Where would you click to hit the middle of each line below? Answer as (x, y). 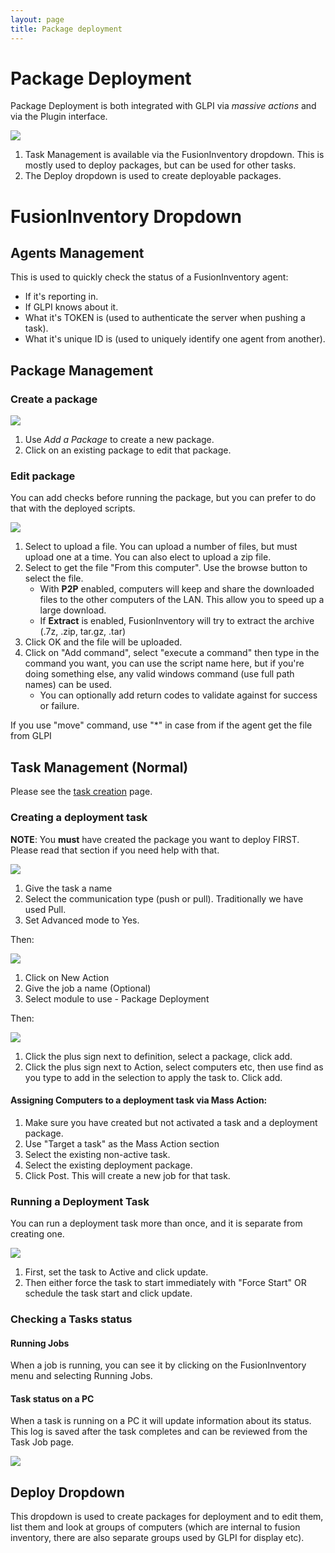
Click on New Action (67, 977)
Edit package (43, 476)
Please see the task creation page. (81, 792)
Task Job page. (42, 1442)
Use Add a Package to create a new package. (119, 440)
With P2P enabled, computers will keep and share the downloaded (177, 589)
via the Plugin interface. (59, 117)
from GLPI (31, 736)
